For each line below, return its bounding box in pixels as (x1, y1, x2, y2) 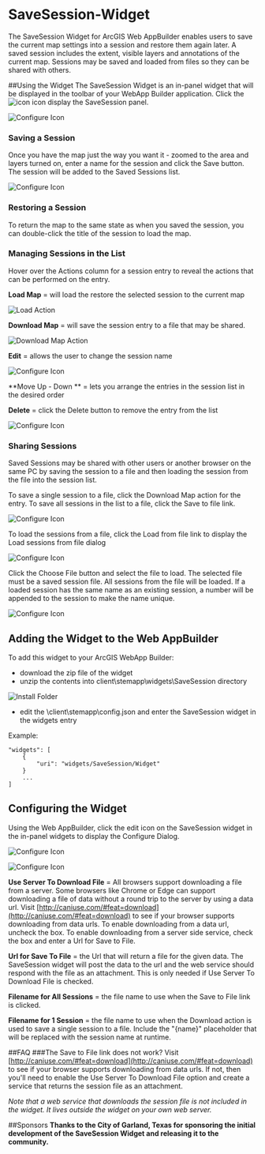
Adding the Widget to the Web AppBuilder (8, 632, 219, 645)
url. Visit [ (8, 902, 39, 912)
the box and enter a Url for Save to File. (8, 936, 136, 945)
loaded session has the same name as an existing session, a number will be (8, 585, 254, 595)
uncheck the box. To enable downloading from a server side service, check (8, 927, 254, 937)
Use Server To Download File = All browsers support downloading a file (8, 877, 242, 886)
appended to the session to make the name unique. (8, 594, 175, 603)
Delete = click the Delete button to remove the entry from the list (8, 405, 218, 415)
